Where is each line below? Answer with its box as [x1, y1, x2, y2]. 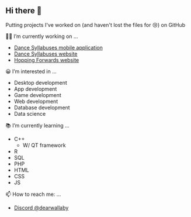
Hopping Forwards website [13, 56, 79, 63]
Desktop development [13, 79, 68, 86]
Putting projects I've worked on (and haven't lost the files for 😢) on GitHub [5, 21, 186, 28]
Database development [13, 104, 71, 111]
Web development [13, 98, 58, 105]
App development [13, 85, 57, 92]
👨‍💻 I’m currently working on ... [5, 33, 78, 40]
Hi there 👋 [5, 6, 42, 16]
